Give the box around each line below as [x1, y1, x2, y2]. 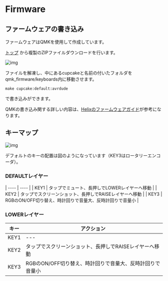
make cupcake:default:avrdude [5, 86, 68, 91]
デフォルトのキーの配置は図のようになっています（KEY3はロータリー [5, 152, 148, 158]
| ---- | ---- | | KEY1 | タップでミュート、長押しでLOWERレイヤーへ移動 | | [5, 185, 157, 191]
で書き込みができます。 [5, 96, 53, 101]
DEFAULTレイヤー [5, 172, 48, 179]
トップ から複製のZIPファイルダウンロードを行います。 [5, 50, 118, 56]
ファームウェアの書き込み [5, 25, 84, 33]
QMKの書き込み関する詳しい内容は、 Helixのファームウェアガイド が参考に [5, 106, 157, 112]
